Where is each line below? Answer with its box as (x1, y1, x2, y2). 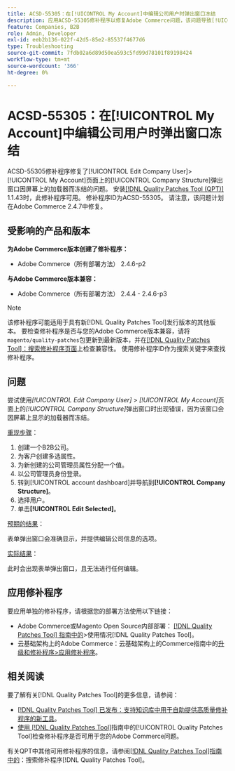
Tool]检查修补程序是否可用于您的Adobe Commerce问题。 (17, 732, 183, 740)
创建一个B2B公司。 (17, 443, 73, 452)
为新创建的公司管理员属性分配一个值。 (17, 461, 128, 469)
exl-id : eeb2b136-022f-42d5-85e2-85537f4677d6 (7, 37, 145, 44)
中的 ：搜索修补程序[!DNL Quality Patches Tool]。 (7, 756, 149, 764)
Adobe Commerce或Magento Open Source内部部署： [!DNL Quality (17, 621, 213, 630)
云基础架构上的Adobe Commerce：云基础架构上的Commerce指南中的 (17, 639, 219, 647)
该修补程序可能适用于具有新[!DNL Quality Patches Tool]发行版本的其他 (7, 318, 210, 327)
